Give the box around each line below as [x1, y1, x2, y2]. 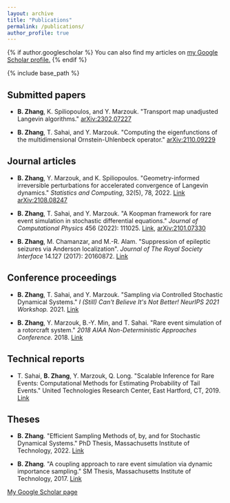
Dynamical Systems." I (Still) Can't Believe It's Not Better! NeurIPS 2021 [17, 298, 220, 306]
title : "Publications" [7, 17, 72, 23]
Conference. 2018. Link [17, 333, 83, 341]
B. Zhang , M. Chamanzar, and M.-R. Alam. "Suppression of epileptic [17, 237, 211, 245]
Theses [7, 413, 40, 425]
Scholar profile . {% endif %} [7, 56, 87, 64]
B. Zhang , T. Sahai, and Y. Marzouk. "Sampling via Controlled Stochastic [17, 290, 223, 298]
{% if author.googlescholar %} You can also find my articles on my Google [7, 48, 218, 57]
